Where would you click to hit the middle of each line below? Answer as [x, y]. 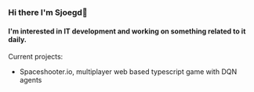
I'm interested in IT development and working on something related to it [127, 31]
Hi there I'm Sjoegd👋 [48, 12]
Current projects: [36, 57]
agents [31, 80]
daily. [18, 39]
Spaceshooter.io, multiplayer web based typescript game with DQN [128, 72]
